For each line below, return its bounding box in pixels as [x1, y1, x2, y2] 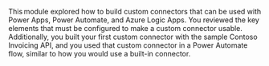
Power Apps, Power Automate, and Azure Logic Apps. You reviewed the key [8, 15, 259, 25]
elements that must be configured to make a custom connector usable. [8, 24, 243, 33]
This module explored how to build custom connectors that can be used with [8, 7, 262, 16]
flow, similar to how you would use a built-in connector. [8, 49, 191, 58]
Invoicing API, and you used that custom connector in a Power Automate [8, 41, 248, 50]
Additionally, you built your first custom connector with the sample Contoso [8, 32, 259, 41]
